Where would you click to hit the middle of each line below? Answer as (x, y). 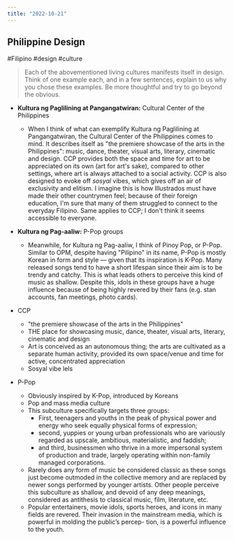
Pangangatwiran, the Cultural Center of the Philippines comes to (120, 136)
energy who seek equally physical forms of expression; (118, 425)
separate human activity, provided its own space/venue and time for (126, 354)
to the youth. (46, 530)
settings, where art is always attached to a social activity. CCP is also (127, 174)
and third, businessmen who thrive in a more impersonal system (130, 448)
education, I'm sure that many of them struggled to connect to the (123, 203)
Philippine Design (46, 42)
